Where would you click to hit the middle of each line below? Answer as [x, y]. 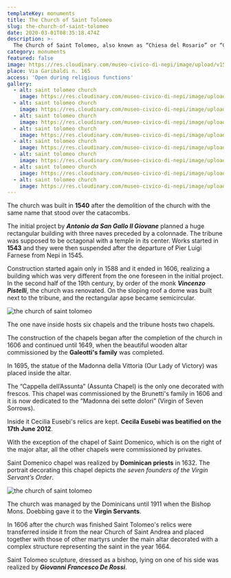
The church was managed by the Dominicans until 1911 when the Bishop [109, 504]
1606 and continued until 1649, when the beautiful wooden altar [97, 345]
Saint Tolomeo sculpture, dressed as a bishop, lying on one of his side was [113, 560]
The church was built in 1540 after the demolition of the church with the [109, 205]
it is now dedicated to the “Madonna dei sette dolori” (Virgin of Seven [106, 401]
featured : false [30, 58]
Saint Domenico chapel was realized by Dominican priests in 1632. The [109, 463]
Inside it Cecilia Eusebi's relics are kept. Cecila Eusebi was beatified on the [114, 422]
